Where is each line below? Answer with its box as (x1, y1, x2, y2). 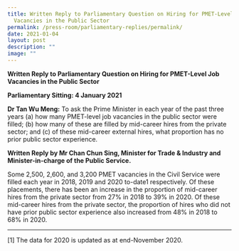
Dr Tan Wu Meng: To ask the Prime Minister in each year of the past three (7, 105, 224, 113)
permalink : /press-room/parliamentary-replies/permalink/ (7, 23, 183, 31)
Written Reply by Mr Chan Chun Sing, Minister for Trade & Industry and (7, 149, 221, 157)
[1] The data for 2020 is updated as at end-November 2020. (7, 235, 184, 244)
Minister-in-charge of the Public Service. (7, 156, 132, 164)
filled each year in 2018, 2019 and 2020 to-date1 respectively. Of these (7, 177, 215, 186)
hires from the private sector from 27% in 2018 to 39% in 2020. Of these (7, 193, 221, 201)
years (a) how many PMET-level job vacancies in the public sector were (7, 112, 217, 121)
